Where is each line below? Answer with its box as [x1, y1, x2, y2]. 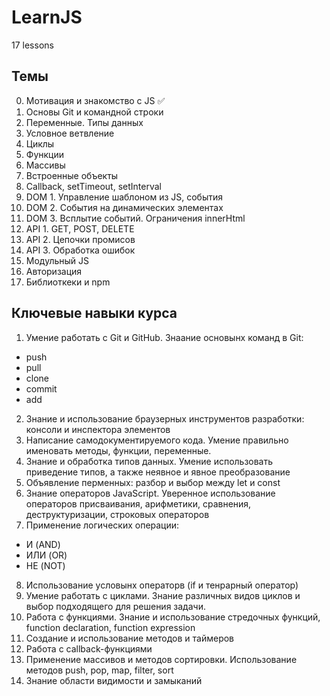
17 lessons [11, 39, 54, 51]
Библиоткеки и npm [25, 276, 111, 288]
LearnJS [11, 6, 83, 29]
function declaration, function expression [25, 621, 196, 633]
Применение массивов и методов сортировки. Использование [25, 653, 298, 665]
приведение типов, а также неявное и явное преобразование [25, 466, 291, 478]
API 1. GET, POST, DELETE [25, 222, 135, 235]
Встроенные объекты [25, 169, 119, 181]
